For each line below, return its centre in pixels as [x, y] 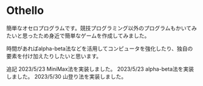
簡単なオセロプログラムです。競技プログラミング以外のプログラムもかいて [99, 28]
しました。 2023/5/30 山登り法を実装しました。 [67, 76]
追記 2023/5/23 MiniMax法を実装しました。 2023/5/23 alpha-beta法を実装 [100, 69]
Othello [25, 11]
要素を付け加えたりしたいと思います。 [54, 56]
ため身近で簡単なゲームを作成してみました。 [94, 35]
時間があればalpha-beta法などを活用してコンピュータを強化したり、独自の [100, 48]
